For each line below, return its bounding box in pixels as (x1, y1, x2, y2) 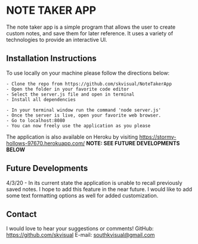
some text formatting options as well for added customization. (6, 192, 159, 199)
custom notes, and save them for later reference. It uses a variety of (6, 29, 174, 36)
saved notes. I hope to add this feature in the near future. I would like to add (6, 185, 193, 193)
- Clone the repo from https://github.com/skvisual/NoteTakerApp (6, 81, 172, 87)
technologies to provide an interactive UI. (6, 36, 107, 43)
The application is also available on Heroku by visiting (6, 133, 138, 141)
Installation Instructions (6, 53, 97, 63)
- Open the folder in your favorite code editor (6, 86, 129, 92)
